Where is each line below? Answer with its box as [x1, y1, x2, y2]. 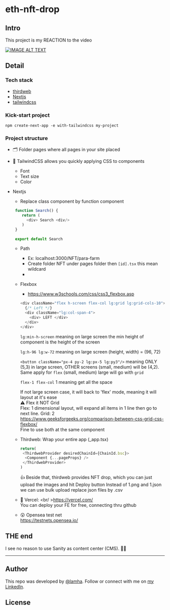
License [5, 598, 31, 607]
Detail [5, 62, 24, 70]
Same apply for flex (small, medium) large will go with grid [20, 369, 144, 375]
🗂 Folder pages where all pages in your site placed [12, 147, 120, 153]
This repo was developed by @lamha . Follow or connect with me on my [5, 578, 154, 584]
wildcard [27, 266, 46, 272]
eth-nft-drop [5, 4, 60, 15]
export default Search [15, 236, 63, 241]
